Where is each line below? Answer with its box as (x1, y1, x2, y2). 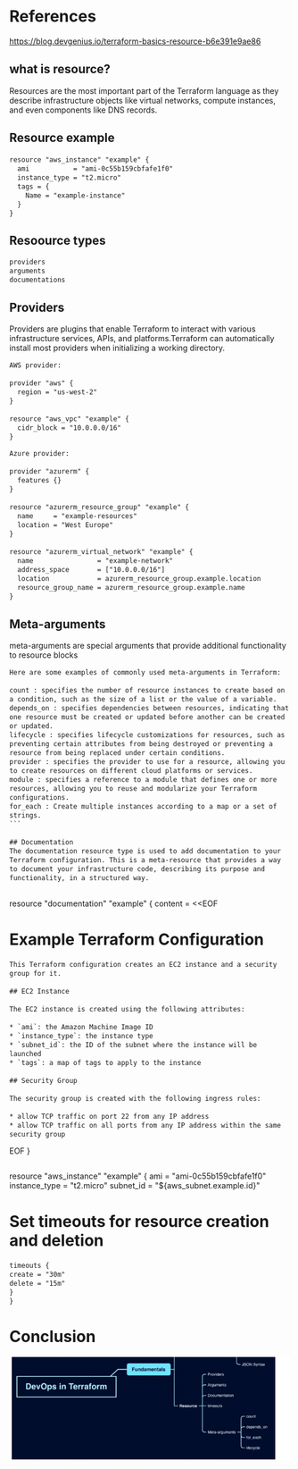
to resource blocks (9, 650, 79, 660)
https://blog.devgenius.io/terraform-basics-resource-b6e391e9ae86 (9, 36, 261, 46)
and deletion (9, 1230, 104, 1251)
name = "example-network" (17, 557, 174, 566)
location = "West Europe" (17, 521, 114, 530)
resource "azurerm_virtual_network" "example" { (9, 548, 194, 557)
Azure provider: (9, 449, 70, 458)
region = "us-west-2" (17, 388, 98, 397)
